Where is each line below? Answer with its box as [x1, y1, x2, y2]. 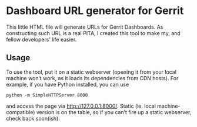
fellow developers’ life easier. [6, 36, 77, 43]
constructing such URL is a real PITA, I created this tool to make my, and [6, 29, 181, 36]
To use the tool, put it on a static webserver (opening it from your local [6, 68, 176, 75]
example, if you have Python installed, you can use [6, 81, 129, 88]
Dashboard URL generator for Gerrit [6, 4, 184, 18]
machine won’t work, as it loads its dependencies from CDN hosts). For [6, 74, 179, 81]
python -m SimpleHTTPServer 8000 [6, 92, 88, 98]
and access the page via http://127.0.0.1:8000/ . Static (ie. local [6, 102, 156, 109]
